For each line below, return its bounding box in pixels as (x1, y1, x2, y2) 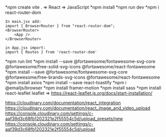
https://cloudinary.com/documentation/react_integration (5, 100, 121, 106)
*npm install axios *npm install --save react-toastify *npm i (5, 80, 126, 85)
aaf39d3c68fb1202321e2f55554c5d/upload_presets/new (5, 116, 123, 122)
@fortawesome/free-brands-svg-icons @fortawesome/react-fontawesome (5, 74, 160, 80)
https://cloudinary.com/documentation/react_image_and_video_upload (5, 105, 150, 111)
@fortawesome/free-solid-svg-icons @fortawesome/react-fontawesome (5, 64, 156, 69)
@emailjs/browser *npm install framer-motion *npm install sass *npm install (5, 85, 161, 91)
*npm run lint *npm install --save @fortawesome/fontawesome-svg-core (5, 58, 156, 64)
